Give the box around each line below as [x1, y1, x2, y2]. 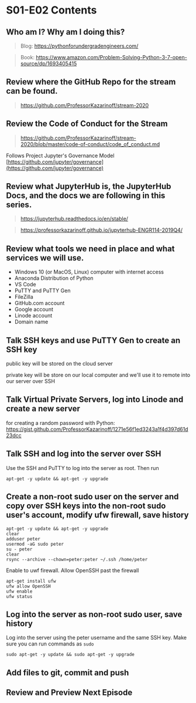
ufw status [6, 593, 33, 599]
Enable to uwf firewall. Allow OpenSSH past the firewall [6, 567, 139, 574]
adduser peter [6, 536, 41, 542]
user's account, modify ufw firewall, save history [6, 510, 189, 520]
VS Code [14, 281, 36, 288]
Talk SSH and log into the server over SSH [6, 449, 161, 459]
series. [6, 200, 32, 210]
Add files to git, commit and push [6, 667, 129, 678]
